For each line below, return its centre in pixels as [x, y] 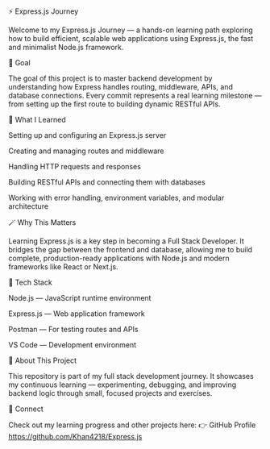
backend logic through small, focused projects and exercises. [110, 393]
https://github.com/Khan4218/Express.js [75, 437]
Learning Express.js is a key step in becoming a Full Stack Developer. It [126, 241]
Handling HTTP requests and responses [75, 166]
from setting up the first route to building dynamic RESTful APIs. [114, 104]
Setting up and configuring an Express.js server [87, 135]
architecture [29, 206]
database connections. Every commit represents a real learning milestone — [135, 96]
